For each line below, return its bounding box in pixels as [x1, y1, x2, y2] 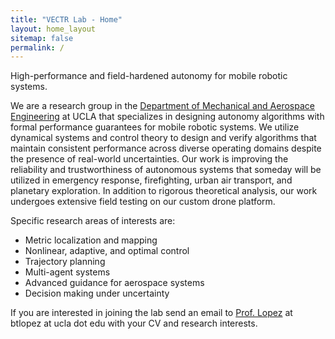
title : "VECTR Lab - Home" [10, 14, 123, 25]
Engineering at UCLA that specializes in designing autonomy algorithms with [10, 111, 325, 123]
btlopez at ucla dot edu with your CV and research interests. [10, 317, 258, 330]
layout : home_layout [10, 24, 97, 34]
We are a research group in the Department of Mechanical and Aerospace [10, 100, 315, 112]
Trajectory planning [24, 256, 106, 268]
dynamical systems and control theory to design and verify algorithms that [10, 132, 317, 144]
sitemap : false [10, 33, 74, 43]
